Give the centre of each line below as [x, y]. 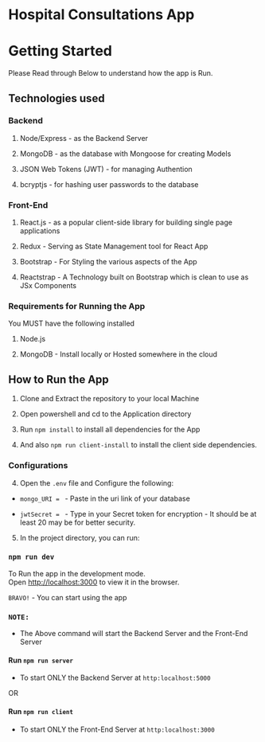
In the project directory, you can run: [80, 537]
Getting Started [60, 51]
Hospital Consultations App [101, 15]
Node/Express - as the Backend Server [84, 138]
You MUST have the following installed [72, 323]
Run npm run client [41, 711]
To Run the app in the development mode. [77, 573]
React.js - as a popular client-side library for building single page [126, 223]
